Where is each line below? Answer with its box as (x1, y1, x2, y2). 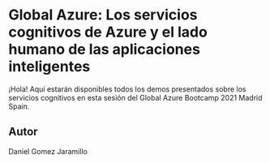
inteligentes (8, 58, 91, 76)
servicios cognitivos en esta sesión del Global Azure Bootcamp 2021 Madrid (8, 92, 263, 102)
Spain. (8, 101, 30, 111)
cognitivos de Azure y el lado (8, 23, 208, 41)
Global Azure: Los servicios (8, 6, 198, 24)
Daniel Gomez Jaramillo (8, 146, 88, 156)
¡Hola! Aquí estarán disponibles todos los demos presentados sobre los (8, 84, 246, 94)
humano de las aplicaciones (8, 41, 201, 58)
